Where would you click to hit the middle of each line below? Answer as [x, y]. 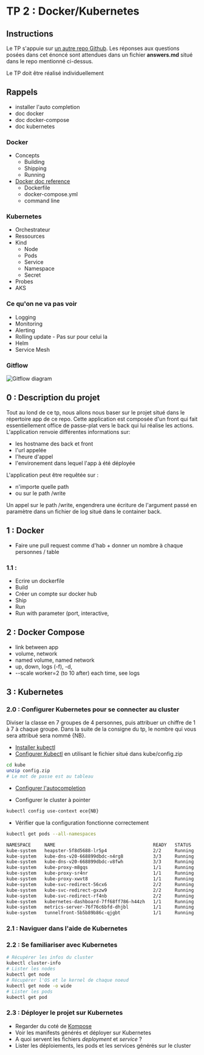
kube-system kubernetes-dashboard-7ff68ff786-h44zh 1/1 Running [100, 901]
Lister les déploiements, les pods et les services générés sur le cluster [103, 1045]
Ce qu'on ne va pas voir [42, 304]
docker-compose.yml [51, 194]
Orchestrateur [32, 230]
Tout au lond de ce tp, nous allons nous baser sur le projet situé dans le [96, 412]
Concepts [27, 155]
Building [34, 162]
